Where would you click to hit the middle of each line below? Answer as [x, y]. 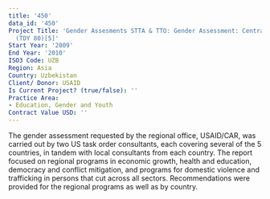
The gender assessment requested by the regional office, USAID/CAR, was [132, 136]
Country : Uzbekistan [43, 75]
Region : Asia [30, 68]
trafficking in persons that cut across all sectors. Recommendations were [129, 178]
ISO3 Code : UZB [34, 61]
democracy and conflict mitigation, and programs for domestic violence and [134, 170]
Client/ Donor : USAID [45, 83]
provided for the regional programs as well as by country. [103, 187]
